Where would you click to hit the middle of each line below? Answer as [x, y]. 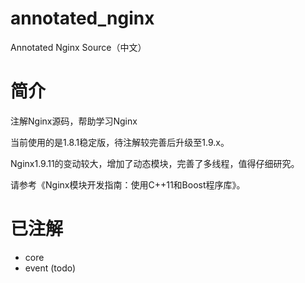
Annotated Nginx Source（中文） [78, 47]
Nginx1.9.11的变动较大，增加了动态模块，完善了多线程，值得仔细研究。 [155, 163]
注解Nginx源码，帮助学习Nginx [74, 121]
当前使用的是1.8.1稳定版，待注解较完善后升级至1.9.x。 [120, 142]
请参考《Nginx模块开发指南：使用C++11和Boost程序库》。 [128, 184]
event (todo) [50, 268]
